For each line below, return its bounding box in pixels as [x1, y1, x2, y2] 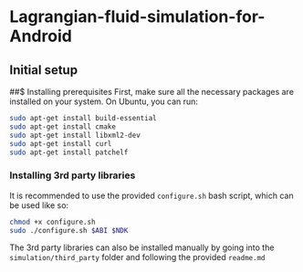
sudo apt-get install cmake [9, 121, 117, 131]
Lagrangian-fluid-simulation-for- [9, 6, 266, 27]
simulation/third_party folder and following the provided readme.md [9, 252, 266, 263]
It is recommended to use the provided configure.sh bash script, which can [9, 190, 294, 201]
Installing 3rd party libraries [9, 169, 136, 182]
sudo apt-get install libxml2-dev [9, 131, 141, 140]
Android [9, 26, 73, 47]
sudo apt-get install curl [9, 139, 112, 148]
